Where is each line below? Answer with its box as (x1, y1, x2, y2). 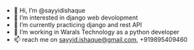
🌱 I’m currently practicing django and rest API (13, 21, 143, 28)
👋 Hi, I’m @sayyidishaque (13, 7, 86, 14)
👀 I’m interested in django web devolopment (13, 14, 138, 22)
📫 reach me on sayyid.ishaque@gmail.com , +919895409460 (13, 36, 188, 43)
